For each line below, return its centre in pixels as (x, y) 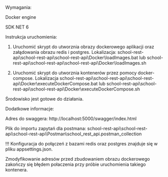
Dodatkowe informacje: (30, 109)
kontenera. (17, 170)
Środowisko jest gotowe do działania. (44, 99)
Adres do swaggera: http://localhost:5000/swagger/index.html (71, 119)
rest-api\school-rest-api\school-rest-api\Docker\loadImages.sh (79, 63)
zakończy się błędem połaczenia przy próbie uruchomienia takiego (76, 164)
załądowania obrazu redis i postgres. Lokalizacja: (64, 52)
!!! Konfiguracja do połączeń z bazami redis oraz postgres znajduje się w (82, 144)
